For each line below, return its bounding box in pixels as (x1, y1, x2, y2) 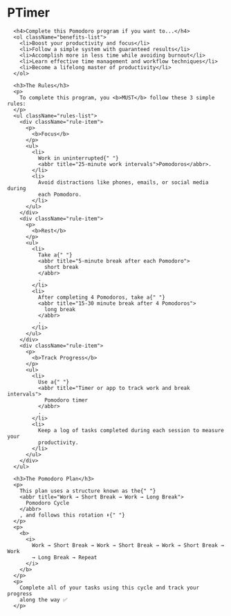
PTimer (7, 5, 50, 21)
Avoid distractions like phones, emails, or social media (37, 178, 209, 186)
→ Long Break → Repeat (32, 554, 98, 561)
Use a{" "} (37, 378, 70, 385)
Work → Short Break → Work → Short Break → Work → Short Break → (32, 541, 225, 549)
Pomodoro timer (44, 396, 89, 404)
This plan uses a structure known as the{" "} (19, 487, 156, 494)
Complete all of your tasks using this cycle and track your (19, 584, 199, 591)
